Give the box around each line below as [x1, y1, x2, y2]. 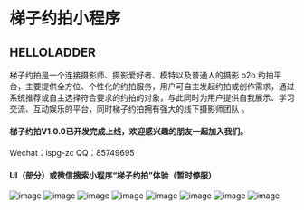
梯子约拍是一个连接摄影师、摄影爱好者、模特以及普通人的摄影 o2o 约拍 [9, 69, 274, 80]
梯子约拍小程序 [9, 8, 121, 29]
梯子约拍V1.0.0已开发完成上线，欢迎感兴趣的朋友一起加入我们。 [9, 125, 249, 136]
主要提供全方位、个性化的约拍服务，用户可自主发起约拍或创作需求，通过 [24, 81, 295, 91]
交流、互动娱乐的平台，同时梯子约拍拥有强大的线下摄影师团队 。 [9, 104, 250, 114]
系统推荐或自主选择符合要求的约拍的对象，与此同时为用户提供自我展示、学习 [9, 92, 295, 103]
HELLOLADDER [9, 44, 97, 59]
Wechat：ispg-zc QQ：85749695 [9, 148, 135, 159]
